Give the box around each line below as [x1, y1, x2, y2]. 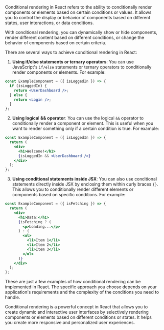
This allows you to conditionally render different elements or [12, 186, 134, 192]
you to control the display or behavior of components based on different [5, 15, 151, 20]
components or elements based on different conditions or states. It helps [5, 314, 152, 320]
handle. [5, 295, 21, 300]
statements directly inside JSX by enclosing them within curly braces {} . [12, 181, 159, 187]
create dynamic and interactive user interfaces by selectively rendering [5, 309, 149, 315]
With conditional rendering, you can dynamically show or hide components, [5, 30, 158, 35]
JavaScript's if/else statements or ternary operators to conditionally [12, 64, 152, 70]
